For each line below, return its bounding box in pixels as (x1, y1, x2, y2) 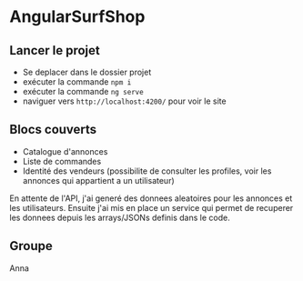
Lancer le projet (9, 43, 100, 58)
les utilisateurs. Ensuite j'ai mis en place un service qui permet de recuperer (9, 202, 294, 213)
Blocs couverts (9, 122, 97, 137)
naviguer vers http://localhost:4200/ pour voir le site (22, 95, 227, 106)
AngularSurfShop (9, 6, 146, 27)
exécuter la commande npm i (22, 76, 132, 87)
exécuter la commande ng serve (22, 86, 144, 96)
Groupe (9, 238, 53, 254)
